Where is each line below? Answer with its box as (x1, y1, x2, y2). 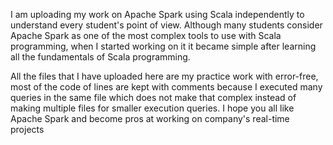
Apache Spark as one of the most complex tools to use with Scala (10, 30, 282, 41)
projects (10, 124, 45, 135)
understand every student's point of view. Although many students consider (10, 19, 323, 31)
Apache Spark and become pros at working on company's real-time (10, 113, 290, 124)
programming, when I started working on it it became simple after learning (10, 40, 317, 52)
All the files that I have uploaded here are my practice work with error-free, (10, 70, 319, 82)
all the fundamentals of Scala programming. (10, 51, 191, 63)
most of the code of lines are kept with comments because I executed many (10, 81, 323, 93)
